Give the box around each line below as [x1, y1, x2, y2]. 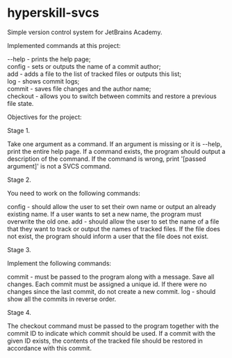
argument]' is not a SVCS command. [7, 162, 111, 170]
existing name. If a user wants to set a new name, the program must [7, 210, 201, 218]
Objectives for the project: [7, 113, 82, 121]
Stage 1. [7, 126, 30, 134]
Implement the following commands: [7, 259, 112, 267]
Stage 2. [7, 176, 31, 184]
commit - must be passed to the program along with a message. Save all [7, 272, 215, 281]
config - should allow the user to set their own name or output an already [7, 202, 217, 210]
